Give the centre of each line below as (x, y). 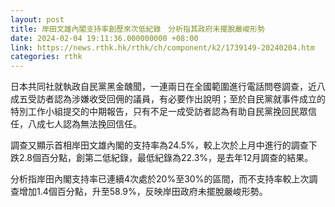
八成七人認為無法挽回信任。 (84, 124)
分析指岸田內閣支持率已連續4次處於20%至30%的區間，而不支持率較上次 (160, 179)
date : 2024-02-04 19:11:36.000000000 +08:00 (104, 38)
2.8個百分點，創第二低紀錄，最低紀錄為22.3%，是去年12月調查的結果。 (166, 158)
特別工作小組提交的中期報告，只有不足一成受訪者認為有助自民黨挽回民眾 (159, 112)
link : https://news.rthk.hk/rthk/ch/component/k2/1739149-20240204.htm (162, 47)
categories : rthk (46, 57)
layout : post (37, 19)
